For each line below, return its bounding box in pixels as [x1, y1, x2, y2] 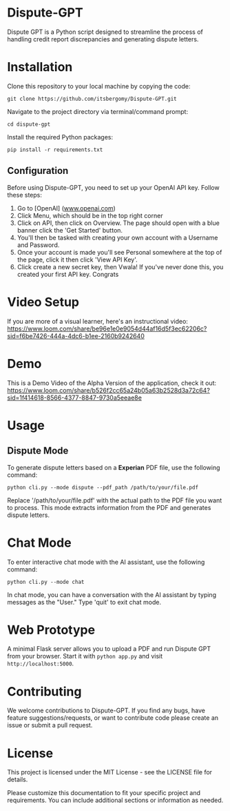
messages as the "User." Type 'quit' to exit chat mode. [7, 598, 162, 606]
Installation [7, 59, 73, 75]
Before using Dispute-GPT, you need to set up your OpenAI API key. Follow [7, 183, 220, 191]
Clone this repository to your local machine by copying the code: [7, 81, 191, 90]
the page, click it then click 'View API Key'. [17, 255, 138, 264]
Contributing [7, 683, 82, 699]
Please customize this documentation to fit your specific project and [7, 789, 201, 797]
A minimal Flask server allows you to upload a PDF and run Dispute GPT [7, 645, 211, 653]
